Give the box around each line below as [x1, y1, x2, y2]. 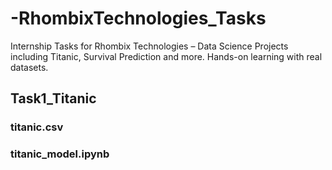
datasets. [10, 61, 49, 73]
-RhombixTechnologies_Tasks [10, 7, 267, 30]
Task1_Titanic [10, 90, 97, 107]
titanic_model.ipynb [10, 147, 110, 161]
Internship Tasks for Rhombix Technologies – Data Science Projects [10, 40, 289, 52]
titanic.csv [10, 120, 64, 134]
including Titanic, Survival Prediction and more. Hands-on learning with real [10, 50, 323, 62]
